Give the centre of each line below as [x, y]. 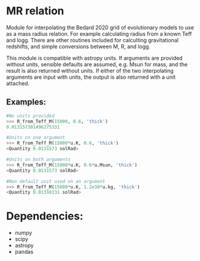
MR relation [35, 11]
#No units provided [30, 116]
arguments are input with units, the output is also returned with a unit [91, 77]
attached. [18, 83]
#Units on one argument [36, 138]
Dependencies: [45, 216]
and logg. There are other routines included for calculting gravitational [93, 40]
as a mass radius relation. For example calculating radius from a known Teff [99, 33]
